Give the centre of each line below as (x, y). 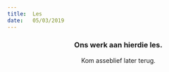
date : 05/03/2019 (36, 20)
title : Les (25, 14)
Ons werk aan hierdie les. (118, 45)
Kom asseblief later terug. (118, 60)
